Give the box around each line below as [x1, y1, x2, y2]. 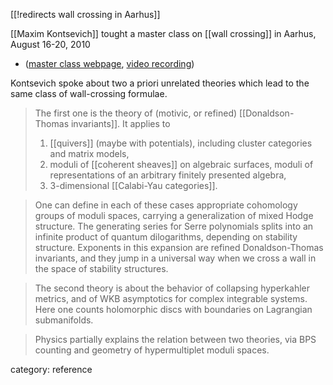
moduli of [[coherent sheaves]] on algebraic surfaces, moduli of [49, 159, 314, 170]
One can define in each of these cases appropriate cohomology [34, 199, 298, 211]
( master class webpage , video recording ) [24, 58, 195, 69]
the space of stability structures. [34, 263, 169, 274]
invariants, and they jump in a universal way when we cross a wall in [34, 252, 317, 264]
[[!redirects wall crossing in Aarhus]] [10, 9, 161, 20]
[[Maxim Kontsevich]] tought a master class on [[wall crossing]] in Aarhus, [10, 28, 317, 39]
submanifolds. [34, 314, 94, 326]
